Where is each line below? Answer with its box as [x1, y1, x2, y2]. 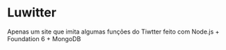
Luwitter [7, 5, 57, 21]
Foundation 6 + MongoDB [7, 34, 81, 42]
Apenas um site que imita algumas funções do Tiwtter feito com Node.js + [7, 27, 220, 36]
